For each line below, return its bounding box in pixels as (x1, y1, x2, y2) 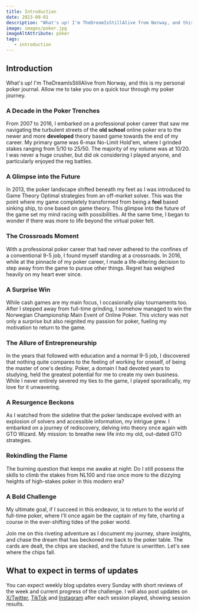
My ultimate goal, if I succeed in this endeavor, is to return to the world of (6, 506, 184, 513)
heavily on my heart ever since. (6, 270, 82, 278)
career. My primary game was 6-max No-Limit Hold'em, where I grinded (6, 138, 181, 145)
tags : (6, 36, 19, 42)
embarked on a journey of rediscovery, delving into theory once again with (6, 424, 187, 432)
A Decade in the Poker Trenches (6, 106, 100, 115)
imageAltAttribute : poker (6, 31, 70, 37)
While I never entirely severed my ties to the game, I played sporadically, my (6, 377, 191, 384)
